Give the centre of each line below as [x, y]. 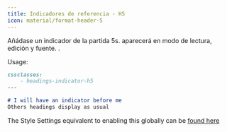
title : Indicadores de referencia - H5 [66, 14]
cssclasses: [25, 75]
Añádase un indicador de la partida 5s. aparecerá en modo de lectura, [110, 40]
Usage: [18, 61]
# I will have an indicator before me [65, 101]
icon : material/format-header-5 [55, 20]
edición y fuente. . [34, 48]
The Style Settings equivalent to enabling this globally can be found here [113, 120]
